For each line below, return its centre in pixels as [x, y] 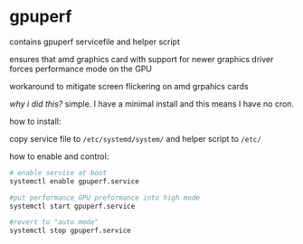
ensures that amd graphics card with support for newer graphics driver [142, 59]
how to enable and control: [59, 156]
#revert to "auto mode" [54, 222]
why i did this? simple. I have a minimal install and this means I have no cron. [152, 103]
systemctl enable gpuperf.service [75, 181]
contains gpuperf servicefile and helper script [95, 42]
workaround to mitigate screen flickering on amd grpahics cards [129, 86]
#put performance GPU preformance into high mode [105, 197]
